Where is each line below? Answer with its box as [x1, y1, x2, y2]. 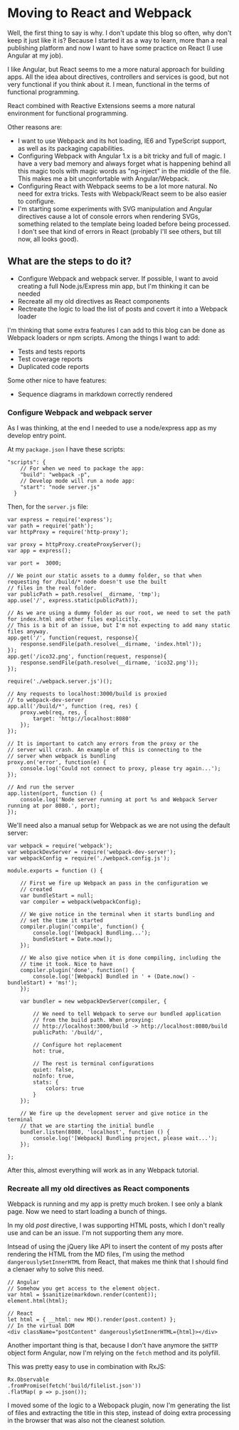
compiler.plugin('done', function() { [20, 967, 135, 974]
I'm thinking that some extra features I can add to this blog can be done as [7, 326, 225, 334]
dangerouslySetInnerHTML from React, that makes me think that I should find [7, 1257, 229, 1266]
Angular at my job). [7, 51, 63, 60]
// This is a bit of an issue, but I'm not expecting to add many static [7, 622, 231, 629]
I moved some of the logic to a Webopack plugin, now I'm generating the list [7, 1401, 230, 1409]
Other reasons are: [7, 122, 63, 131]
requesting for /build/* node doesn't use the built [7, 578, 167, 586]
